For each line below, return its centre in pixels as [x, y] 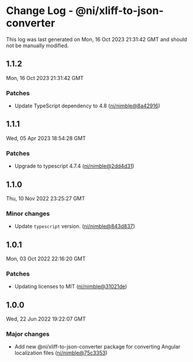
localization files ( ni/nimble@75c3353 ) [61, 353]
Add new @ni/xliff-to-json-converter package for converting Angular [97, 347]
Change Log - [40, 11]
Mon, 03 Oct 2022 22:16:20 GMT [46, 259]
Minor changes [28, 213]
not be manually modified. [37, 46]
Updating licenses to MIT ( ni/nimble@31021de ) [71, 287]
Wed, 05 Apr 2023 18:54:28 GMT [46, 138]
